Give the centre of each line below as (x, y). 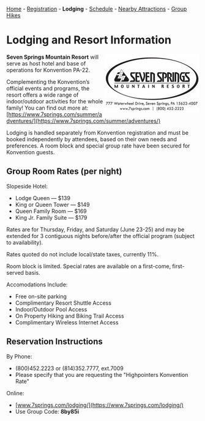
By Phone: (19, 356)
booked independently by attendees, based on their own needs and (92, 139)
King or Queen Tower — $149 (52, 204)
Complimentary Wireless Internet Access (67, 322)
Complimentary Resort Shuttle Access (63, 303)
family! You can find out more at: (47, 108)
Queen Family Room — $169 (51, 211)
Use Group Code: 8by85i (47, 411)
